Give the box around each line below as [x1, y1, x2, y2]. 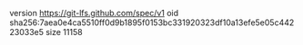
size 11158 [45, 27, 84, 37]
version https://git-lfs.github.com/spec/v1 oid [9, 8, 179, 18]
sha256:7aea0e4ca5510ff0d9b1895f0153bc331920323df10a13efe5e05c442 [9, 17, 295, 28]
